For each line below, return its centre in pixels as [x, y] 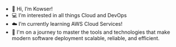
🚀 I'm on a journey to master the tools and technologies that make [91, 32]
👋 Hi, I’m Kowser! [32, 9]
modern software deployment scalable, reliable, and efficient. [85, 38]
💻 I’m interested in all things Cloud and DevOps [69, 15]
